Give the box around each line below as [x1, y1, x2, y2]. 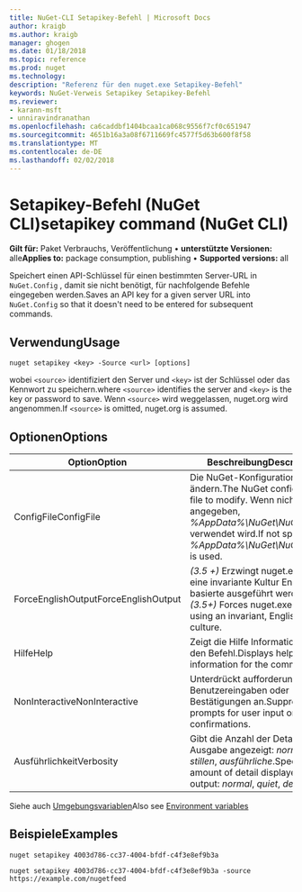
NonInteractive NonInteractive [13, 696, 139, 708]
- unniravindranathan [9, 114, 91, 123]
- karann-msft [9, 105, 63, 114]
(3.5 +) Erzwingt [190, 565, 259, 578]
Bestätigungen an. [190, 696, 267, 708]
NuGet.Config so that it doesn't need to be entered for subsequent [9, 299, 253, 310]
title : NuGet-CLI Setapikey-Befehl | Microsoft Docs [9, 13, 211, 23]
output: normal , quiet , [190, 778, 281, 790]
